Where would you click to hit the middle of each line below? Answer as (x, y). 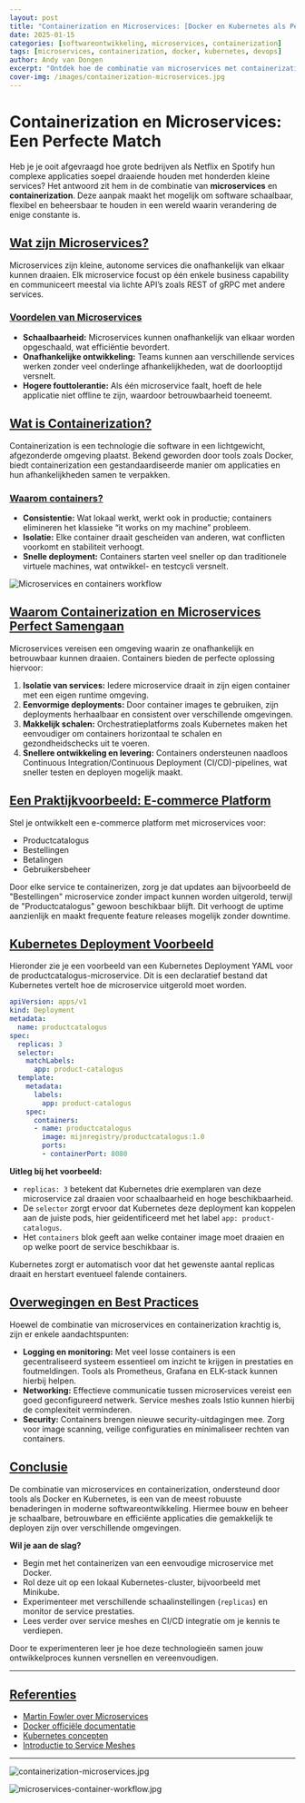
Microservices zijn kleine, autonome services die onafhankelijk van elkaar (147, 265)
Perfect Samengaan (67, 626)
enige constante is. (45, 214)
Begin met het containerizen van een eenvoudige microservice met (148, 1562)
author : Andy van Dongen (56, 60)
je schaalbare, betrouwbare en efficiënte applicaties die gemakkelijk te (142, 1518)
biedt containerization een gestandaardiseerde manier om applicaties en (145, 465)
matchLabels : (50, 1061)
